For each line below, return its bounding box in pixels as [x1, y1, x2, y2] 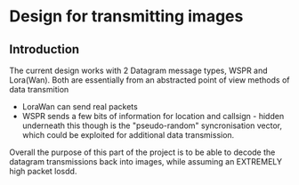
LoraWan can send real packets [21, 101, 138, 112]
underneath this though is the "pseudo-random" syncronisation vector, [21, 120, 283, 131]
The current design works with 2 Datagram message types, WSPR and [9, 65, 269, 76]
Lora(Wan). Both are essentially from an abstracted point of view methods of [9, 75, 290, 85]
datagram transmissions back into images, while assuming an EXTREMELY [9, 157, 283, 166]
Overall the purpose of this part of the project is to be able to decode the [9, 147, 276, 157]
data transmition [9, 84, 69, 94]
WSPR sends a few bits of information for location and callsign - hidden [21, 111, 285, 121]
